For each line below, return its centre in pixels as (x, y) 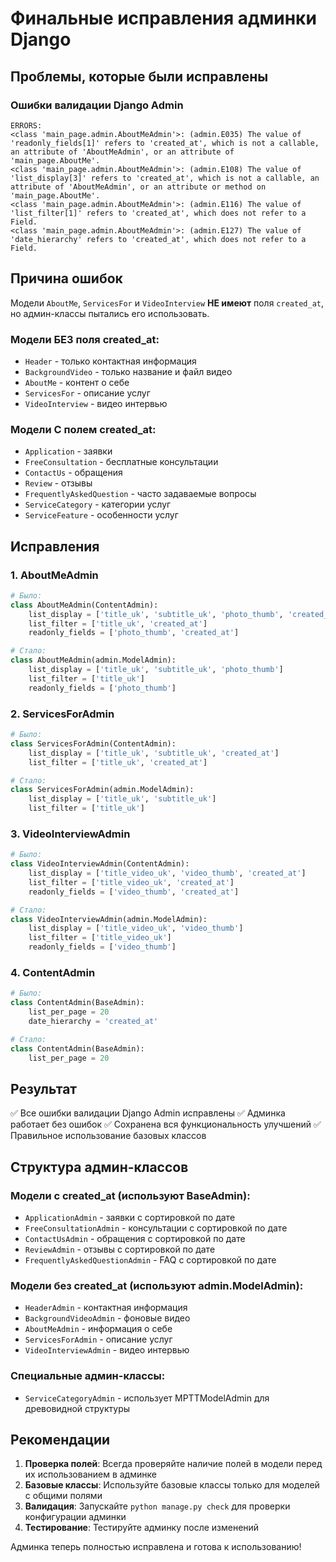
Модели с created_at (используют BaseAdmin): (130, 1195)
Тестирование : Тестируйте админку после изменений (142, 1528)
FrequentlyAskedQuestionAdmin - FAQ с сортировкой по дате (150, 1259)
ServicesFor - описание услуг (87, 393)
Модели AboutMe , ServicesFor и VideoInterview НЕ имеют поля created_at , (167, 303)
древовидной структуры (77, 1408)
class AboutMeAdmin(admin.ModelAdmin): (93, 660)
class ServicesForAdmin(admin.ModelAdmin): (102, 790)
